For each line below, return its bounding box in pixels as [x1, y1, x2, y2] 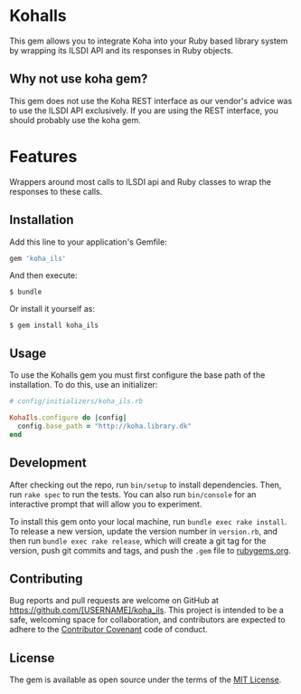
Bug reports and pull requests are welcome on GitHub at [9, 595, 220, 606]
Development [9, 455, 88, 471]
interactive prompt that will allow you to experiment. [9, 498, 202, 509]
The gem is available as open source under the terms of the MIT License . [9, 674, 282, 685]
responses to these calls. [9, 186, 103, 197]
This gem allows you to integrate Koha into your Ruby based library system [9, 35, 288, 46]
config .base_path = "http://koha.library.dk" [17, 421, 193, 430]
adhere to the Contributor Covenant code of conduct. [9, 624, 208, 635]
